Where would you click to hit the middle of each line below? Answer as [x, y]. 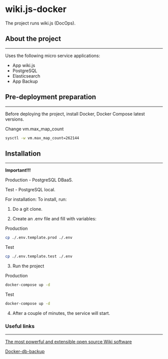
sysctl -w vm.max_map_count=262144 [42, 138]
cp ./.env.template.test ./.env [39, 256]
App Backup [25, 81]
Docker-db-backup [25, 351]
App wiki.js [24, 65]
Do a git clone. [27, 209]
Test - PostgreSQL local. [30, 190]
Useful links [20, 326]
